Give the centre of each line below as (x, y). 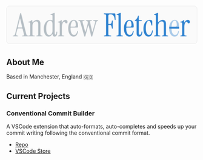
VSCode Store (33, 151)
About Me (25, 62)
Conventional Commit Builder (51, 113)
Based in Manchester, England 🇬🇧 (50, 77)
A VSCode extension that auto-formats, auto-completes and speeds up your (101, 127)
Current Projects (38, 96)
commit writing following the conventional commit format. (78, 133)
